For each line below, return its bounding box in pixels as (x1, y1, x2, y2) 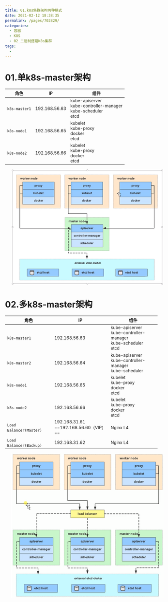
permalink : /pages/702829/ (5, 18, 60, 23)
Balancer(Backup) (7, 443, 42, 448)
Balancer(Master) (7, 428, 42, 433)
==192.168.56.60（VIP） (54, 425, 107, 431)
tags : (5, 44, 16, 49)
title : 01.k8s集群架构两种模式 (5, 8, 62, 13)
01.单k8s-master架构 (5, 72, 91, 83)
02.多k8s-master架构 (5, 299, 93, 310)
